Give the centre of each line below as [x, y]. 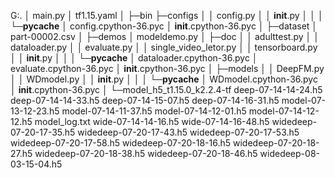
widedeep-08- [289, 153]
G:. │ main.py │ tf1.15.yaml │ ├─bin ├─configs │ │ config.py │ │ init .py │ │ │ [167, 15]
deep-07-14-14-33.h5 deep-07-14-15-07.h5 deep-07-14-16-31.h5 [145, 100]
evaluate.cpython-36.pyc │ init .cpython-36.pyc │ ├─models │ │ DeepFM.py [167, 68]
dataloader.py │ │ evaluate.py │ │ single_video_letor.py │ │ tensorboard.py [164, 47]
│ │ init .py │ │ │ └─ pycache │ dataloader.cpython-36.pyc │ [134, 58]
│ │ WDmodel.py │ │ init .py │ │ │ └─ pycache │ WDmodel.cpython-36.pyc [164, 79]
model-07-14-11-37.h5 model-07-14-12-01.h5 [154, 111]
